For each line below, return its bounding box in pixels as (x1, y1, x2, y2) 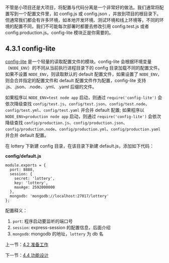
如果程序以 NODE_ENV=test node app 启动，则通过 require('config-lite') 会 (5, 94, 162, 100)
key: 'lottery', (14, 180, 49, 185)
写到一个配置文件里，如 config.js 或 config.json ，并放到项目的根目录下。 (9, 11, 161, 17)
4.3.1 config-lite (5, 44, 56, 53)
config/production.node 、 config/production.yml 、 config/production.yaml (5, 125, 161, 132)
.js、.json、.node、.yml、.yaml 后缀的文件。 (5, 84, 97, 90)
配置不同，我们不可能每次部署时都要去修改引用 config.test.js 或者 (14, 23, 149, 29)
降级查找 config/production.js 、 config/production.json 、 (5, 119, 128, 125)
